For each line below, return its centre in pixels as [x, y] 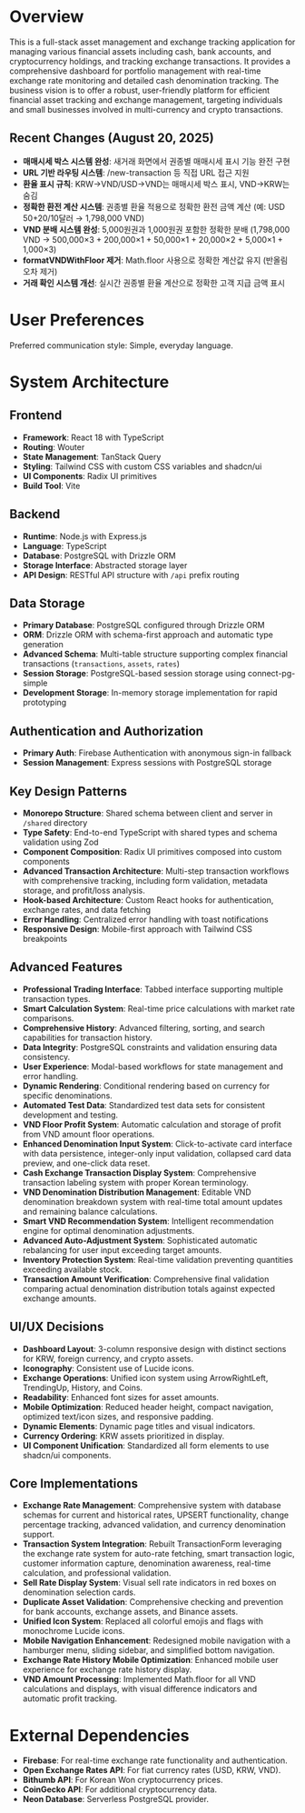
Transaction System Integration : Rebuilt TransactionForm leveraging [152, 1544]
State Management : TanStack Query [92, 456]
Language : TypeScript [64, 546]
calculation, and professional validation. [97, 1573]
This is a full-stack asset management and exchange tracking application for [152, 42]
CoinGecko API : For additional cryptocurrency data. [120, 1789]
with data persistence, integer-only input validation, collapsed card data [157, 1153]
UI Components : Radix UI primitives [89, 476]
